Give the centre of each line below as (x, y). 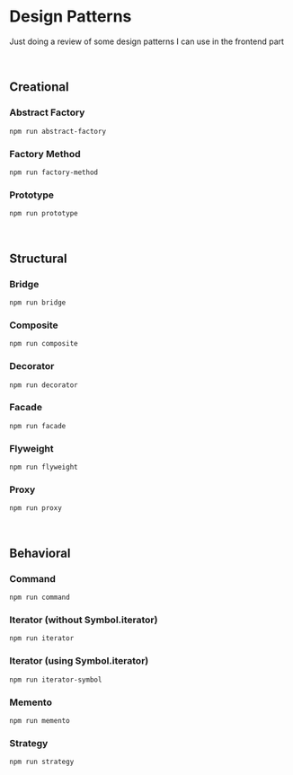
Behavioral (40, 553)
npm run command (40, 598)
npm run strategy (42, 762)
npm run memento (40, 720)
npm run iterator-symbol (56, 680)
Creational (39, 87)
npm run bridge (38, 303)
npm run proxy (36, 508)
